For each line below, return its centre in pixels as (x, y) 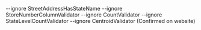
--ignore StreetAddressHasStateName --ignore (64, 9)
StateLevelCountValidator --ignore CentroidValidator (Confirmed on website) (100, 21)
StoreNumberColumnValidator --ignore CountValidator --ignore (84, 15)
